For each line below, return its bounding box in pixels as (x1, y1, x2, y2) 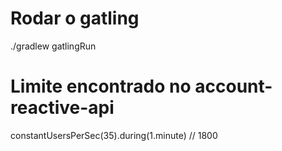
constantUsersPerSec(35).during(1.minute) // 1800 (10, 129, 218, 141)
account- (194, 75, 273, 98)
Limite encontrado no (10, 75, 192, 98)
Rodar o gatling (10, 7, 140, 30)
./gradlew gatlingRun (10, 40, 97, 52)
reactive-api (10, 97, 115, 119)
